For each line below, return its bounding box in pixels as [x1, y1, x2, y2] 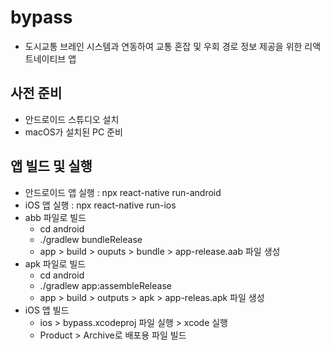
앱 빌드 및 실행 [10, 158, 93, 175]
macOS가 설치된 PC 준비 [24, 126, 123, 138]
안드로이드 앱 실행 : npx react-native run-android [24, 186, 222, 198]
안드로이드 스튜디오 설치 [24, 113, 120, 125]
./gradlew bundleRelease [39, 233, 143, 245]
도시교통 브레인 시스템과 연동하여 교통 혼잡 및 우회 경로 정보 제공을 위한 [24, 40, 303, 52]
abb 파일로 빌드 [24, 211, 87, 223]
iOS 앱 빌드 [24, 304, 70, 316]
